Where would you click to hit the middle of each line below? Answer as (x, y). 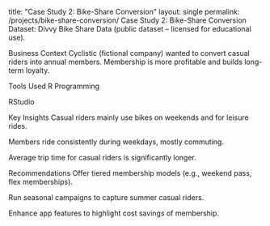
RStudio (21, 102)
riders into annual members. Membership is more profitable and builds (126, 62)
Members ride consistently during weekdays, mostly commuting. (116, 142)
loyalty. (38, 70)
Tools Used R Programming (54, 86)
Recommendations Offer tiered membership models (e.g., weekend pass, (130, 173)
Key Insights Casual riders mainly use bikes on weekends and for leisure (129, 117)
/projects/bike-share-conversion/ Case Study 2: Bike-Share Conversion (127, 20)
